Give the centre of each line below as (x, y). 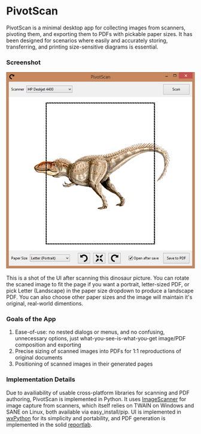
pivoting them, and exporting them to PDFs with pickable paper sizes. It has (99, 34)
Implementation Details (41, 379)
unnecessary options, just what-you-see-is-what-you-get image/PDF (100, 339)
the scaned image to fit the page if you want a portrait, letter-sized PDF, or (98, 285)
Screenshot (23, 62)
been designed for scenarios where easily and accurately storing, (87, 40)
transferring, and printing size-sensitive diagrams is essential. (82, 47)
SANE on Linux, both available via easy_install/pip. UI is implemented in (94, 412)
